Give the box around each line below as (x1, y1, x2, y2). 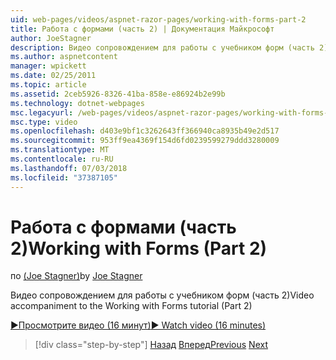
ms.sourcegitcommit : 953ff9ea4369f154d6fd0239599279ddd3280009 (10, 136, 280, 146)
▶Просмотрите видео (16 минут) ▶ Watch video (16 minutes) (10, 319, 267, 331)
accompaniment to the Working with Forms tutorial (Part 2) (10, 300, 253, 312)
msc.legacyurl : (10, 107, 74, 118)
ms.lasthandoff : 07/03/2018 (10, 163, 128, 173)
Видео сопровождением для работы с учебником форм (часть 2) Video (10, 289, 315, 301)
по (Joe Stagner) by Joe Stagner (10, 270, 143, 282)
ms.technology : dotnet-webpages (10, 98, 145, 108)
